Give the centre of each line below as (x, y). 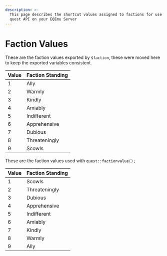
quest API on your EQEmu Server (43, 19)
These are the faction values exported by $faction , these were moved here (82, 57)
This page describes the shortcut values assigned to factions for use (86, 14)
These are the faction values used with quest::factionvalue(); (70, 161)
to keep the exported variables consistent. (49, 63)
